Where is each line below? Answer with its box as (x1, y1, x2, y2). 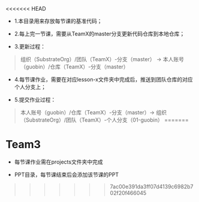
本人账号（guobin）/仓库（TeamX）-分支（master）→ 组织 (20, 109, 167, 116)
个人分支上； (14, 83, 46, 91)
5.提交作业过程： (14, 96, 56, 103)
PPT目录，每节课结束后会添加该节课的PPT (14, 171, 119, 178)
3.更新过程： (14, 43, 46, 50)
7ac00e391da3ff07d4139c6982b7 (110, 183, 194, 190)
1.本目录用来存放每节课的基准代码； (14, 17, 102, 25)
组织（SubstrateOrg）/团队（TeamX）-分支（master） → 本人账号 (20, 56, 184, 62)
